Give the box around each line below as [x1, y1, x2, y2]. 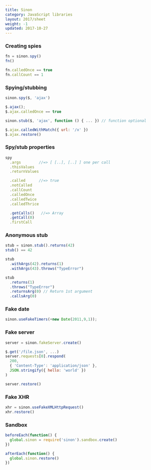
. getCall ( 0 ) [9, 215, 35, 220]
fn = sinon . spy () [5, 54, 41, 59]
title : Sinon [5, 7, 32, 13]
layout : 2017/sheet [5, 17, 46, 22]
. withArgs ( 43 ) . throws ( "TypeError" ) [9, 266, 84, 271]
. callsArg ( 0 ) [9, 294, 37, 299]
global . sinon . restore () [9, 455, 59, 461]
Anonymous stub [5, 231, 48, 239]
